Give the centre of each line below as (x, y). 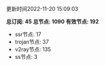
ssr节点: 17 (28, 34)
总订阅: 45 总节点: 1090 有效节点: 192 (52, 22)
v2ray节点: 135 (33, 49)
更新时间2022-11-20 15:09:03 (42, 9)
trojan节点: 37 (32, 42)
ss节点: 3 (26, 57)
